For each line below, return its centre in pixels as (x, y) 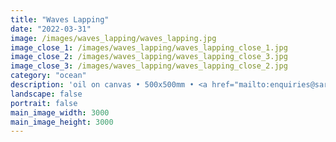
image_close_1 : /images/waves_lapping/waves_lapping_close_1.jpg (149, 47)
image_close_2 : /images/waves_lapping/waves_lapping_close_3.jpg (149, 57)
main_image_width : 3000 (60, 112)
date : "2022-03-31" (51, 29)
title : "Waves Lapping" (60, 19)
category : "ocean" (48, 76)
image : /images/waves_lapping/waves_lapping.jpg (113, 38)
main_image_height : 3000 (62, 122)
